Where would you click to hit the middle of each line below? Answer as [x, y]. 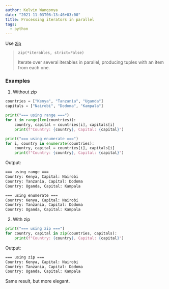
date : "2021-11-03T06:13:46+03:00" [43, 15]
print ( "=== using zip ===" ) [35, 229]
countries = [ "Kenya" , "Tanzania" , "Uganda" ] [54, 101]
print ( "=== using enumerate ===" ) [42, 139]
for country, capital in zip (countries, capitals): [61, 233]
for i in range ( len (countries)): [41, 120]
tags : [11, 24]
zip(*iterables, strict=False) [51, 53]
